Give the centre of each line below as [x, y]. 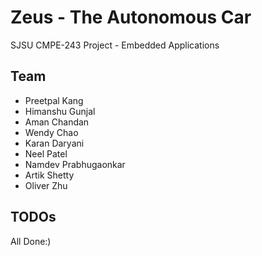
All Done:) [31, 241]
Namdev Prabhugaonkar [75, 164]
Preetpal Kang [54, 100]
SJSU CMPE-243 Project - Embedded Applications [115, 45]
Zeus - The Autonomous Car [131, 17]
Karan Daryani [54, 143]
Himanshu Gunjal [60, 111]
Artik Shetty [49, 175]
